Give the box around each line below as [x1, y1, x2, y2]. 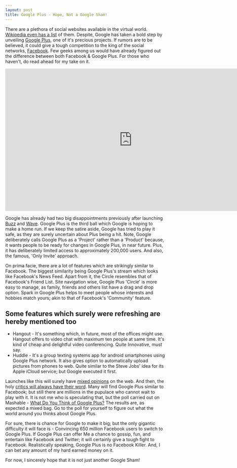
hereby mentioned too [5, 317, 77, 326]
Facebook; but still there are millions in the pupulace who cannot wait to [5, 389, 155, 395]
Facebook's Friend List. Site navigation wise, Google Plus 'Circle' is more [5, 279, 157, 285]
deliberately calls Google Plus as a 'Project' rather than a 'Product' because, [5, 237, 165, 243]
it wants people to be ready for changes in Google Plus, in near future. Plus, [5, 242, 164, 248]
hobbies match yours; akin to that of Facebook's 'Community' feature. [5, 295, 151, 301]
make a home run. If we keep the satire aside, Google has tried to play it [5, 226, 155, 232]
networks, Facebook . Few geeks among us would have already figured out [5, 48, 161, 54]
